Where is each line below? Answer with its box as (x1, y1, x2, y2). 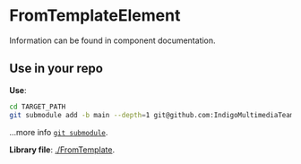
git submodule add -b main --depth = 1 (9, 110, 150, 119)
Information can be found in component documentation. (9, 35, 217, 46)
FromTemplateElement (9, 5, 181, 26)
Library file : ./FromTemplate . (9, 144, 115, 155)
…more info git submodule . (9, 126, 108, 137)
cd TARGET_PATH (9, 102, 66, 111)
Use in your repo (9, 61, 103, 76)
